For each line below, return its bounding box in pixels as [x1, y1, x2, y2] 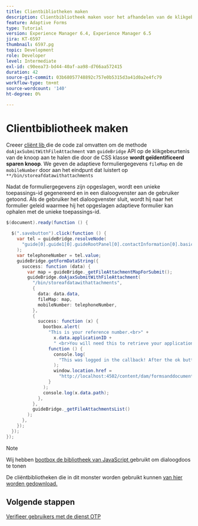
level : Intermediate [6, 58, 57, 64]
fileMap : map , [37, 296, 72, 302]
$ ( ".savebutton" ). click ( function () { [11, 230, 107, 236]
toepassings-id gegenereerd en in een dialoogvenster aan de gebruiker [6, 189, 180, 196]
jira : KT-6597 [6, 36, 41, 42]
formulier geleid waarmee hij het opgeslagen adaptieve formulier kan [6, 202, 174, 209]
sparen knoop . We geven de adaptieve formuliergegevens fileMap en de [6, 160, 183, 167]
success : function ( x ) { [37, 319, 99, 324]
